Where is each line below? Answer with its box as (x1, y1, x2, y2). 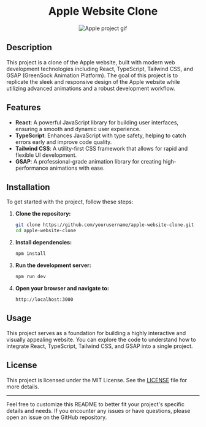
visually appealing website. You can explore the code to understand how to (6, 336, 196, 343)
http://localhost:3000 (15, 296, 74, 303)
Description (6, 42, 52, 53)
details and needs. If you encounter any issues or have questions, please (6, 407, 191, 414)
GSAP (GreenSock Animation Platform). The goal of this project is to (6, 72, 178, 79)
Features (6, 102, 41, 113)
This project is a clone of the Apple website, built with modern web (6, 58, 175, 66)
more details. (6, 383, 40, 390)
